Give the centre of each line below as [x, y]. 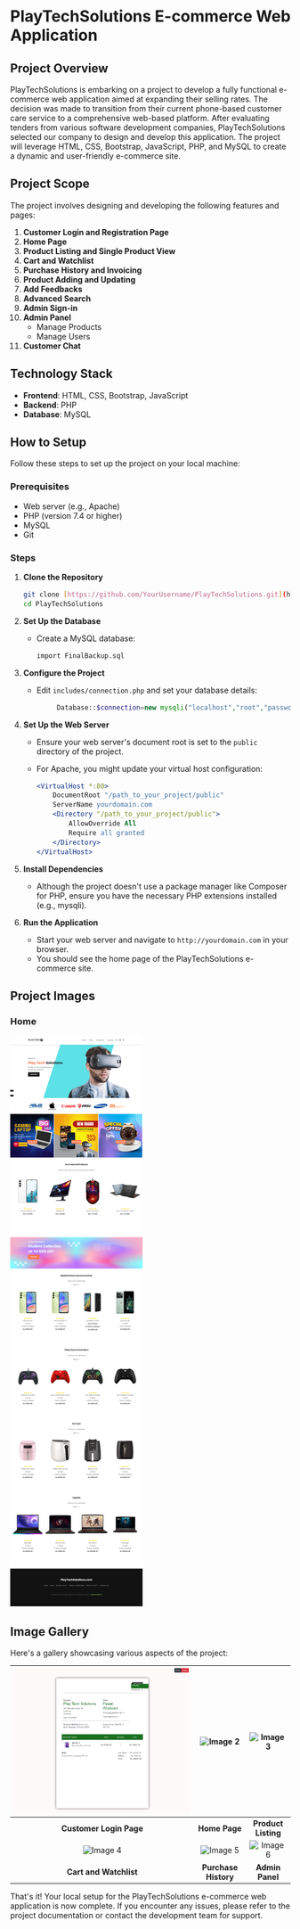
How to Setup [49, 443]
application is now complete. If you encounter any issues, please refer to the [150, 1906]
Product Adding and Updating [79, 279]
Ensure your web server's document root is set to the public [147, 742]
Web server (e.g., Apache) [71, 506]
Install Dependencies [63, 869]
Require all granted [106, 833]
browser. [53, 949]
